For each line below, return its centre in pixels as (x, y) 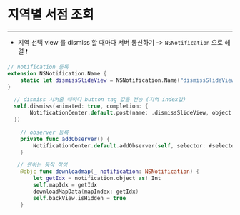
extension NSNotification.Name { (57, 73)
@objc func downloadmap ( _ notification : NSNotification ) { (110, 172)
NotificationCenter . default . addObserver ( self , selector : (119, 146)
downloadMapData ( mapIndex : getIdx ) (86, 192)
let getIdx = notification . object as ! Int (97, 179)
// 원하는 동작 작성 (42, 165)
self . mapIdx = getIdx (65, 185)
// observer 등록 (45, 132)
